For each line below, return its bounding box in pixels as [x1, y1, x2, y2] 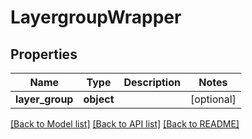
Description [123, 76, 181, 89]
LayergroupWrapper [10, 6, 182, 29]
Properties [10, 46, 78, 63]
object [83, 92, 115, 106]
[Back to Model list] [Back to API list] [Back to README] [10, 118, 240, 130]
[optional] [189, 92, 237, 106]
